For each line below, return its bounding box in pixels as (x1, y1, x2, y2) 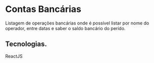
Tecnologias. (5, 40, 47, 48)
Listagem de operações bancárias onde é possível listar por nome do (5, 20, 149, 26)
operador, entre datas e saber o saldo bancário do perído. (5, 25, 126, 31)
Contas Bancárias (5, 3, 82, 15)
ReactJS (5, 53, 23, 59)
